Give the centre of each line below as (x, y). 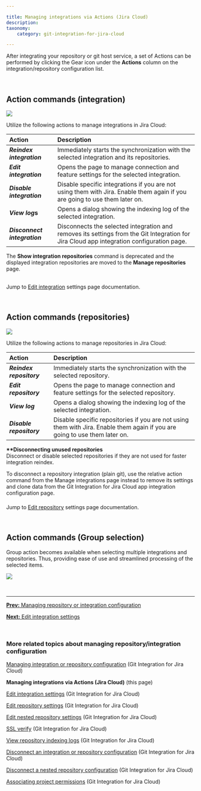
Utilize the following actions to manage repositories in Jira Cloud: (86, 343)
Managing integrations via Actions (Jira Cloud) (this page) (80, 682)
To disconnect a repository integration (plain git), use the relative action (94, 474)
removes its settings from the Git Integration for (124, 234)
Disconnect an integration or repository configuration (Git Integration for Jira (100, 752)
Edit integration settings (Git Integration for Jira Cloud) (73, 694)
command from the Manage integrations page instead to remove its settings (100, 480)
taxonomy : (19, 28)
